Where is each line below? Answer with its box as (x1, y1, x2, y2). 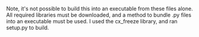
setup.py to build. (6, 24, 50, 31)
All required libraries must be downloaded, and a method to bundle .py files (6, 11, 192, 18)
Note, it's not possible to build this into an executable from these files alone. (6, 5, 193, 12)
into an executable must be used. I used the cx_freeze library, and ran (6, 18, 178, 24)
